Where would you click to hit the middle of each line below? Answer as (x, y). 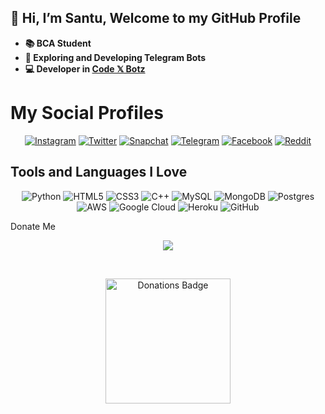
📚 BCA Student (58, 43)
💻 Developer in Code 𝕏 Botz (85, 68)
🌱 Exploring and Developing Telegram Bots (115, 57)
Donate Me (33, 226)
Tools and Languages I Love (99, 172)
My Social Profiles (87, 113)
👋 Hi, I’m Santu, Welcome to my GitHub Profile (156, 18)
